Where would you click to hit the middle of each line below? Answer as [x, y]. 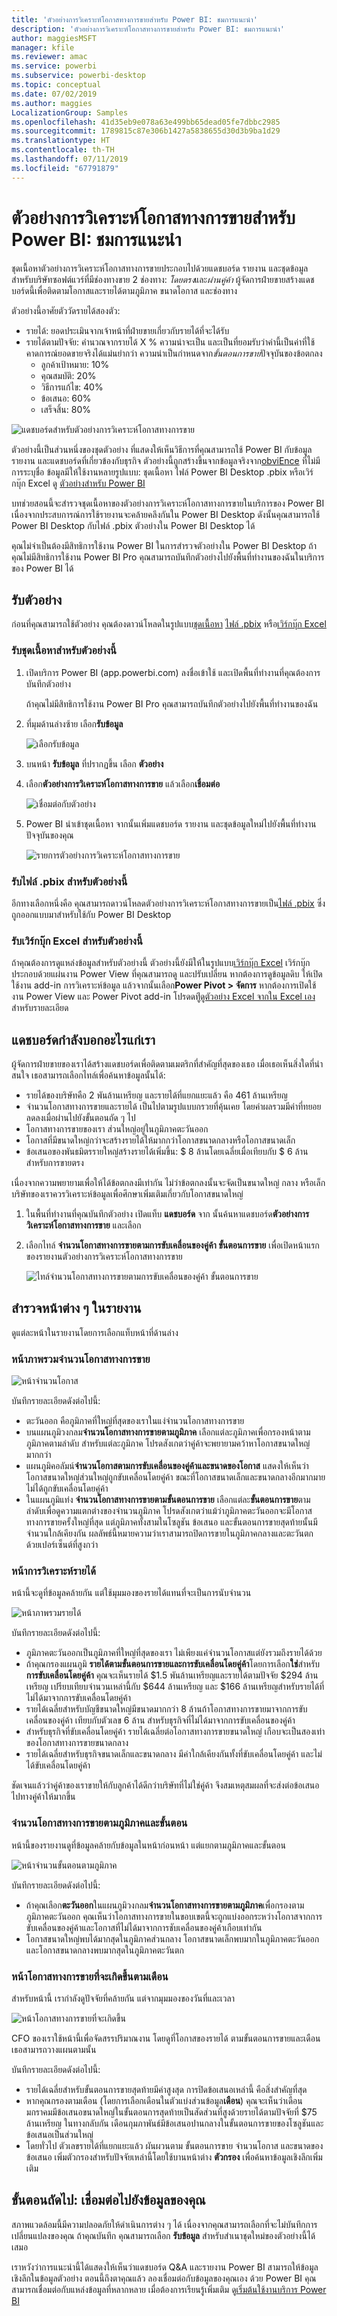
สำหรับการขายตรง [54, 1163]
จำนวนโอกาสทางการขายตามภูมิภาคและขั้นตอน [99, 1823]
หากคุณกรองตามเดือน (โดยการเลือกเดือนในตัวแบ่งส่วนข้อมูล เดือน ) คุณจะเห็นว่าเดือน [164, 2101]
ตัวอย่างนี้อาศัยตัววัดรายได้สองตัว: [66, 310]
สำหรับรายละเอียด [40, 1008]
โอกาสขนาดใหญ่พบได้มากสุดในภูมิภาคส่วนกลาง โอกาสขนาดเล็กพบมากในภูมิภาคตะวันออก [172, 1938]
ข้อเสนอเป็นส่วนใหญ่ [59, 2135]
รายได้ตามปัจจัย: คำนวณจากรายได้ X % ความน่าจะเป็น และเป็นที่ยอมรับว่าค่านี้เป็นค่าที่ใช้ [170, 342]
